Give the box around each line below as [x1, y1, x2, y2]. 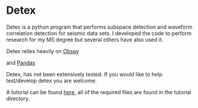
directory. [6, 95, 30, 102]
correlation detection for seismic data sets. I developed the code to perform [6, 29, 192, 36]
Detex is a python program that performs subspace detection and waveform [6, 23, 193, 30]
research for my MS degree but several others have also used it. [6, 36, 164, 43]
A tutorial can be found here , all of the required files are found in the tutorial [6, 88, 191, 95]
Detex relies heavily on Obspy [6, 47, 79, 54]
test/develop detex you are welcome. [6, 77, 97, 84]
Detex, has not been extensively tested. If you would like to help [6, 70, 162, 78]
